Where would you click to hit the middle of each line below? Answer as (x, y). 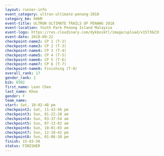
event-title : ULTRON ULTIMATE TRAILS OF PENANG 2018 (60, 23)
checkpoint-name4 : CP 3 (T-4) (36, 50)
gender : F (15, 96)
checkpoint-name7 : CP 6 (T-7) (36, 64)
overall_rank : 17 (23, 73)
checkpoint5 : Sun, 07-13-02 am (37, 123)
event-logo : (17, 32)
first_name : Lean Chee (28, 87)
